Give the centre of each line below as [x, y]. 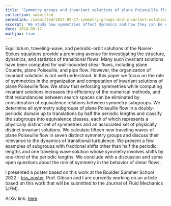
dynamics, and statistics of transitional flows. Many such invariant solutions [84, 59]
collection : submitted [29, 15]
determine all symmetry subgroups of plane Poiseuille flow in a [71, 108]
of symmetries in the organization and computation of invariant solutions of [84, 81]
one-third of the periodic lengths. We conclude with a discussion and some [84, 157]
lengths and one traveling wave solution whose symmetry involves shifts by [84, 152]
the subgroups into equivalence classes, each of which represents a [77, 119]
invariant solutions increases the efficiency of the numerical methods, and [83, 92]
